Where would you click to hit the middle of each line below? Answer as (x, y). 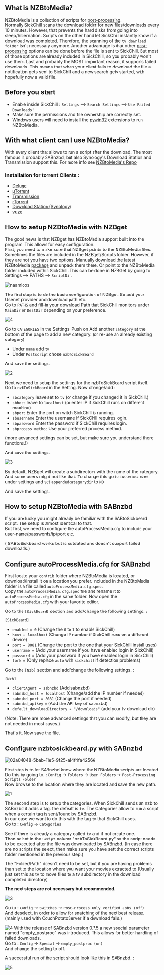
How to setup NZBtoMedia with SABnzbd (69, 507)
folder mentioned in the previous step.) (44, 854)
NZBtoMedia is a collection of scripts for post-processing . (64, 20)
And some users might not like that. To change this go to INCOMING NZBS (77, 476)
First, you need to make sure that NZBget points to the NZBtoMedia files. (78, 249)
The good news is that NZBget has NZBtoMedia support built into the (75, 239)
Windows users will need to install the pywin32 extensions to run (78, 120)
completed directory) (26, 879)
